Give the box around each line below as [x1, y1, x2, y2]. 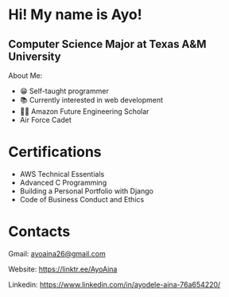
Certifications [8, 143, 102, 161]
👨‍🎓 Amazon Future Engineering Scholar [19, 107, 149, 116]
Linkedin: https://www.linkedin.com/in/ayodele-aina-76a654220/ [8, 279, 221, 289]
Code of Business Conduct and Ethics [19, 194, 145, 204]
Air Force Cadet [19, 115, 72, 124]
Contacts [8, 223, 71, 240]
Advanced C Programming [19, 178, 107, 187]
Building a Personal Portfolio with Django [19, 186, 153, 196]
